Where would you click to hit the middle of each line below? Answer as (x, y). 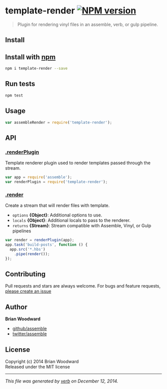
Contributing (25, 274)
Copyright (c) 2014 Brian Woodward (42, 361)
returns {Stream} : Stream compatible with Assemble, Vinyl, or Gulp (82, 226)
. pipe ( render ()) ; (32, 254)
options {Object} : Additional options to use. (57, 215)
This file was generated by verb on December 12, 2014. (62, 381)
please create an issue (28, 292)
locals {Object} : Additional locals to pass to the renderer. (71, 220)
